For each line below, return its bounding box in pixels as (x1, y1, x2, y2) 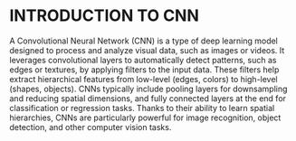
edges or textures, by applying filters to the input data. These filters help (9, 64, 280, 75)
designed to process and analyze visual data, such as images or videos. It (9, 44, 285, 55)
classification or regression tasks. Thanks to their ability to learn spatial (9, 102, 275, 113)
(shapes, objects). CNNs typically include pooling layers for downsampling (9, 83, 288, 94)
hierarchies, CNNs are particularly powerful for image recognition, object (9, 112, 282, 123)
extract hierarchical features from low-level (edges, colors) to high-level (9, 73, 278, 84)
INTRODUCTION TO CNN (9, 5, 199, 26)
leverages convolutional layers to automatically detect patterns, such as (9, 54, 277, 65)
